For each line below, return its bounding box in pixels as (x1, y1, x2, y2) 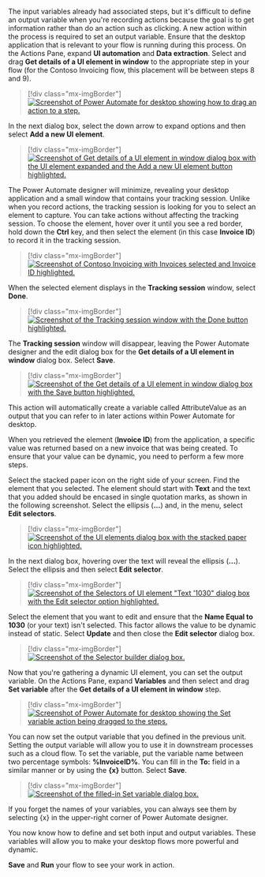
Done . (8, 291, 28, 301)
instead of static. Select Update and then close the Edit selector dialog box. (8, 629, 255, 638)
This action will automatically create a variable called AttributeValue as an (8, 403, 247, 412)
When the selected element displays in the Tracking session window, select (8, 283, 256, 292)
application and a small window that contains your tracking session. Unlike (8, 193, 251, 203)
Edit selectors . (8, 509, 57, 518)
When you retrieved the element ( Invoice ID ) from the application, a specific (8, 435, 256, 444)
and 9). (8, 74, 32, 83)
